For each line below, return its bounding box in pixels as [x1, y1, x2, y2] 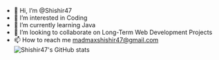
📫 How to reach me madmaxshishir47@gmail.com [13, 36, 159, 44]
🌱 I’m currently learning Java [13, 21, 96, 29]
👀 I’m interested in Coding [13, 14, 88, 22]
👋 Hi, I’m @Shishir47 [13, 7, 73, 14]
